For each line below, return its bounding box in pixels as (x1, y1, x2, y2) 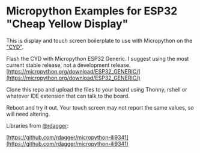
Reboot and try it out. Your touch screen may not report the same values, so (6, 104, 194, 111)
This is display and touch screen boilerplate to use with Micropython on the (6, 37, 193, 44)
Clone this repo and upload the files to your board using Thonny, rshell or (6, 86, 187, 93)
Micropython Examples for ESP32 (6, 4, 178, 18)
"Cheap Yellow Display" (6, 17, 129, 31)
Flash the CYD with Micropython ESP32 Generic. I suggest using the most (6, 55, 189, 62)
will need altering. (6, 110, 50, 117)
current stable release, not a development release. (6, 61, 131, 69)
